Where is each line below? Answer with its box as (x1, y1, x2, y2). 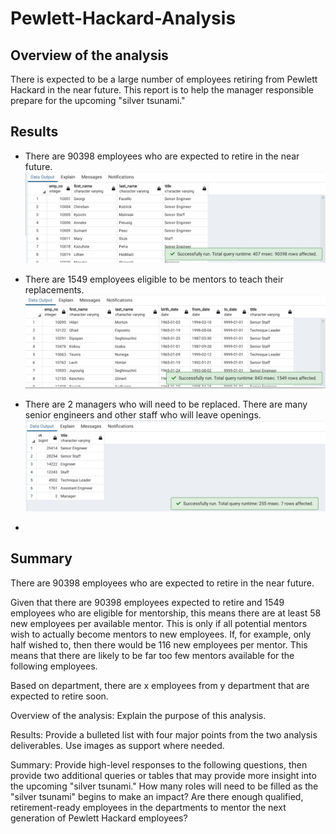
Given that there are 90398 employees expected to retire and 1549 (10, 596, 285, 608)
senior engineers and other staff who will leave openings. (24, 408, 262, 421)
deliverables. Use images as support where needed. (10, 739, 225, 751)
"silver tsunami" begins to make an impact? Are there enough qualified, (10, 790, 304, 802)
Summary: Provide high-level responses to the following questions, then (10, 758, 308, 771)
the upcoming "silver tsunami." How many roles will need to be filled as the (10, 780, 319, 792)
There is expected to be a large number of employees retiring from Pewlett (10, 73, 318, 85)
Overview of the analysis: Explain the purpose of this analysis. (10, 709, 267, 721)
